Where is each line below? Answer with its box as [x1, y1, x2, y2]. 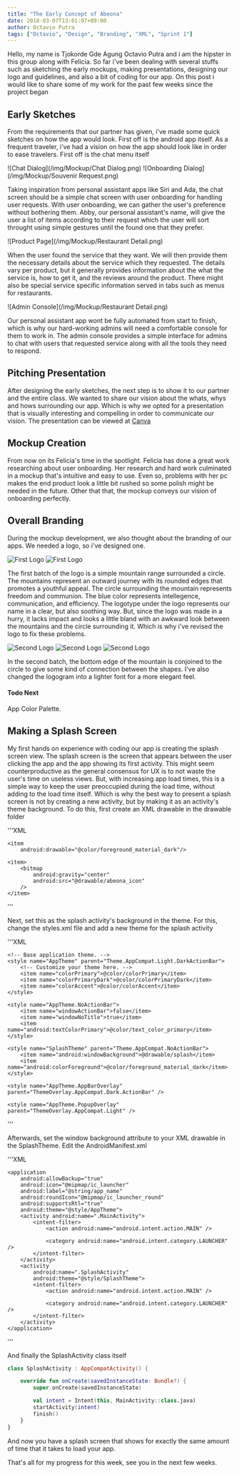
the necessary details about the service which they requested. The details [7, 258, 225, 267]
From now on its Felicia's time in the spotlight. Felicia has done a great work [7, 456, 230, 464]
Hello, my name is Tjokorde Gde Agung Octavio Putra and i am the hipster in [7, 50, 232, 58]
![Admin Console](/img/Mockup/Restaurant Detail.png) [7, 302, 168, 311]
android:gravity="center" [33, 871, 111, 878]
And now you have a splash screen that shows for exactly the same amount [7, 1436, 230, 1445]
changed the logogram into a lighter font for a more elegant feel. [7, 672, 196, 681]
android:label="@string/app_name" [20, 1187, 123, 1194]
